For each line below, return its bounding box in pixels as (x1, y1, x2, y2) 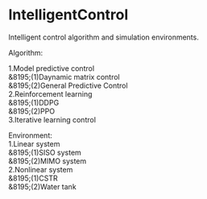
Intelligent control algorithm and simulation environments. (8, 32, 199, 42)
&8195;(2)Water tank (8, 181, 77, 191)
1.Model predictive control (8, 63, 95, 73)
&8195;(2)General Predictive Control (8, 81, 128, 90)
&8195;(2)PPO (8, 106, 55, 116)
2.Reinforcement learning (8, 89, 93, 98)
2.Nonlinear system (8, 164, 73, 174)
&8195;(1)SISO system (8, 147, 82, 157)
